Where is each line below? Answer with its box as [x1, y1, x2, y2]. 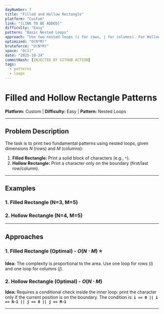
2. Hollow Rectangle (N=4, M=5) [5, 212, 83, 219]
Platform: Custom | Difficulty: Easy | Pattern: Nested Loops [5, 108, 126, 114]
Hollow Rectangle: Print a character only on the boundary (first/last [12, 160, 148, 166]
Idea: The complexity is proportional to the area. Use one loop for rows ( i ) [5, 261, 153, 266]
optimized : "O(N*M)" [5, 39, 47, 44]
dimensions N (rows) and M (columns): [5, 145, 83, 151]
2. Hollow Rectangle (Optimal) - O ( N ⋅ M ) [5, 278, 102, 285]
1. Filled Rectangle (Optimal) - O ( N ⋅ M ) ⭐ [5, 247, 102, 254]
